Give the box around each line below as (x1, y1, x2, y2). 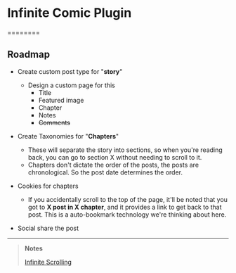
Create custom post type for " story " (17, 67, 123, 75)
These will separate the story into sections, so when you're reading (27, 146, 223, 154)
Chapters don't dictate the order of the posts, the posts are (27, 160, 199, 169)
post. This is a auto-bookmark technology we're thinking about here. (27, 210, 227, 219)
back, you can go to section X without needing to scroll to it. (27, 153, 202, 161)
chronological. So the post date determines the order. (27, 167, 183, 177)
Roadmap (7, 49, 51, 61)
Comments (38, 118, 70, 127)
